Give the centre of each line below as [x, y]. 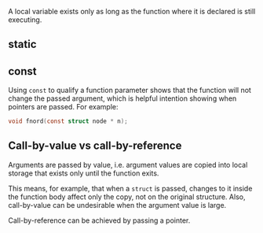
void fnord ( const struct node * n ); [68, 121]
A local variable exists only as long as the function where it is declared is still [132, 11]
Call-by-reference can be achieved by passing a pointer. [99, 220]
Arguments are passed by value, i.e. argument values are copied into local [128, 165]
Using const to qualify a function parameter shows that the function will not [130, 91]
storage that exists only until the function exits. [84, 173]
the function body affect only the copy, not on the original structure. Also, [127, 197]
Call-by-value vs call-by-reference [95, 146]
